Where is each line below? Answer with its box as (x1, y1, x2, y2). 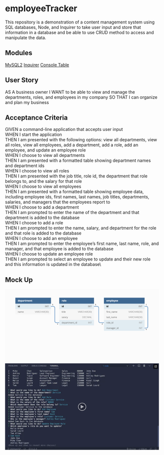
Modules (5, 49, 33, 57)
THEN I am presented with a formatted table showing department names (5, 157, 151, 164)
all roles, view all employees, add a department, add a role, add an (5, 142, 138, 148)
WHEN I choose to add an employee (5, 236, 78, 241)
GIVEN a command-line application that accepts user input (5, 127, 123, 132)
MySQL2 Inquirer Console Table (5, 62, 69, 67)
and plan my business (5, 99, 49, 105)
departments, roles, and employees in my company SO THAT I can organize (5, 94, 158, 100)
